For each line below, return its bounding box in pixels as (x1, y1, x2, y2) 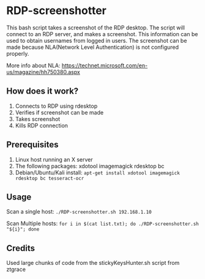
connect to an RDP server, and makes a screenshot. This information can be (6, 30, 198, 37)
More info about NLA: (6, 62, 61, 69)
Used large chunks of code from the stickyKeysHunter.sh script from (6, 259, 180, 267)
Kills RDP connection (15, 122, 69, 129)
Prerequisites (6, 139, 59, 150)
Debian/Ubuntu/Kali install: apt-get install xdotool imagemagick (15, 169, 181, 176)
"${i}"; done (6, 226, 40, 232)
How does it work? (6, 86, 79, 97)
